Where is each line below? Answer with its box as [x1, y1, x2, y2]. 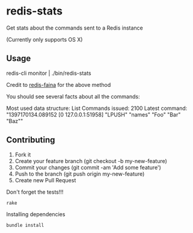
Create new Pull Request [14, 176, 76, 184]
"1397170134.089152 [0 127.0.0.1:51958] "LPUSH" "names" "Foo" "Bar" [6, 110, 181, 118]
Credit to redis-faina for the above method [6, 81, 111, 88]
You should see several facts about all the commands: [6, 92, 140, 100]
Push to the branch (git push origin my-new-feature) [14, 170, 145, 177]
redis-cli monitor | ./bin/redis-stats [6, 69, 91, 77]
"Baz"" [6, 117, 23, 124]
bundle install [6, 222, 44, 228]
